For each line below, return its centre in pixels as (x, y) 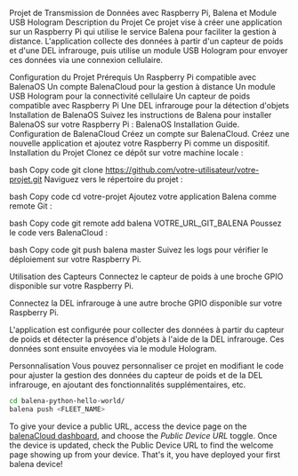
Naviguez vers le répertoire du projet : (114, 179)
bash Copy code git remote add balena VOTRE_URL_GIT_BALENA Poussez (145, 223)
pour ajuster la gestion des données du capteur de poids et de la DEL (136, 375)
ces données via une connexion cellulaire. (86, 60)
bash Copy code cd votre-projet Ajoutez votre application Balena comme (143, 196)
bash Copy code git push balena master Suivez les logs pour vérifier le (139, 250)
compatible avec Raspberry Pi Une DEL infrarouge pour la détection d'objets (149, 105)
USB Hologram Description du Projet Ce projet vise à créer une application (146, 22)
